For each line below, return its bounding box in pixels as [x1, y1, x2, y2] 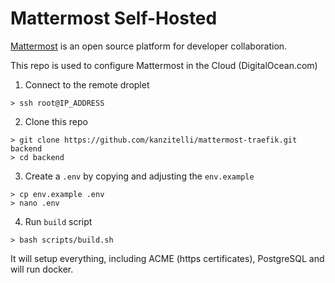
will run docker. [10, 263, 74, 275]
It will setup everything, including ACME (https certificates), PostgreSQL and [10, 252, 325, 264]
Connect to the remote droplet [24, 78, 150, 91]
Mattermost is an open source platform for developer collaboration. [10, 40, 288, 52]
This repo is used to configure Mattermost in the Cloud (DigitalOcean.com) [10, 59, 318, 71]
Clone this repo [24, 115, 88, 127]
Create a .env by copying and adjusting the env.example [24, 170, 255, 182]
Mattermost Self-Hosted [10, 7, 218, 30]
